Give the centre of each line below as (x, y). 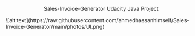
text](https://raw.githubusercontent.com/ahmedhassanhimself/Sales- (103, 20)
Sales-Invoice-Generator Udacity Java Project (101, 9)
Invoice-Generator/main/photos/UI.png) (55, 27)
